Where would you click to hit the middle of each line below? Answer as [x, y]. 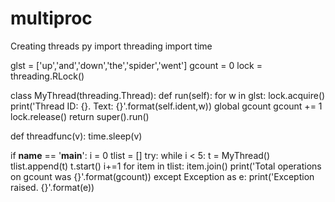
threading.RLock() [47, 76]
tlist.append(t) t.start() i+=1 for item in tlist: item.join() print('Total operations [166, 166]
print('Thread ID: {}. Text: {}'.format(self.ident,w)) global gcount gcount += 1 [166, 106]
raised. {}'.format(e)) [52, 187]
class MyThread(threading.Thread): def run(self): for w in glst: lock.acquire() [168, 95]
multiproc [51, 18]
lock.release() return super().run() [80, 116]
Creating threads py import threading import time [111, 46]
